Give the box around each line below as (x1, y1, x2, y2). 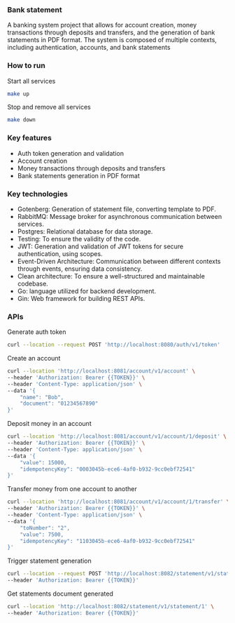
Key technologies (7, 189, 69, 199)
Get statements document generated (7, 589, 114, 598)
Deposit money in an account (7, 420, 92, 428)
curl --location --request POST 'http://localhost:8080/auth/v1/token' (7, 342, 220, 349)
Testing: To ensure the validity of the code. (17, 234, 141, 243)
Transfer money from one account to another (7, 485, 138, 493)
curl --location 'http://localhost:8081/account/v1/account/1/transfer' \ (7, 498, 230, 506)
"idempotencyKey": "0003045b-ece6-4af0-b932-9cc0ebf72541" (20, 465, 196, 473)
